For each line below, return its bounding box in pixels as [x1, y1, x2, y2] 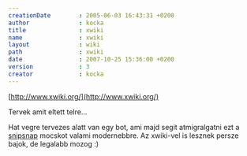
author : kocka [8, 19, 104, 27]
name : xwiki [8, 33, 104, 42]
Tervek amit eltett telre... [8, 107, 88, 117]
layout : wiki [8, 41, 101, 49]
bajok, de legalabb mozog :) [8, 139, 99, 148]
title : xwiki [8, 26, 104, 34]
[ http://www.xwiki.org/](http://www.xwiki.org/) [8, 91, 159, 101]
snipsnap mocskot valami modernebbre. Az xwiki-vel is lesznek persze [8, 131, 239, 140]
